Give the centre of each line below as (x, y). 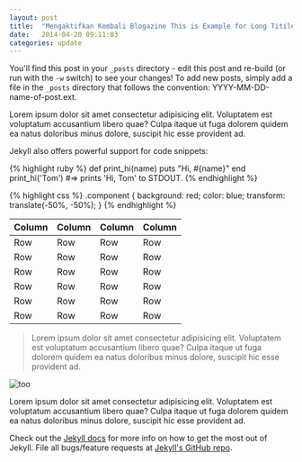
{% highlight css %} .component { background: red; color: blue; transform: (147, 195)
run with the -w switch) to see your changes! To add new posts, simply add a (151, 78)
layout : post (34, 18)
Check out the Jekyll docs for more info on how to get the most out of (138, 439)
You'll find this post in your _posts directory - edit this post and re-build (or (147, 68)
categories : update (46, 43)
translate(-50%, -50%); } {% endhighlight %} (93, 205)
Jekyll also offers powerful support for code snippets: (109, 151)
